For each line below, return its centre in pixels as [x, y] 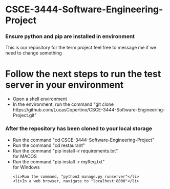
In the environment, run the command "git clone [63, 104]
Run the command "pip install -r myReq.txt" [59, 162]
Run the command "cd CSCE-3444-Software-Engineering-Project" [83, 140]
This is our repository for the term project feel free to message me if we [81, 48]
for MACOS [25, 156]
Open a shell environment [40, 99]
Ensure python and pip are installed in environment [70, 36]
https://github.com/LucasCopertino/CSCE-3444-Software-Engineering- [89, 110]
